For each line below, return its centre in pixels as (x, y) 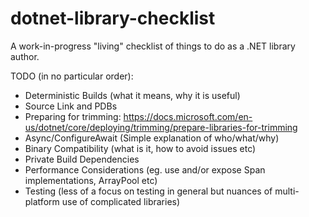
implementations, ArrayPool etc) (91, 180)
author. (25, 56)
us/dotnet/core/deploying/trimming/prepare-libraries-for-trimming (161, 127)
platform (42, 201)
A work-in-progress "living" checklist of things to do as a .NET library (153, 46)
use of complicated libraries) (121, 201)
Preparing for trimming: (73, 116)
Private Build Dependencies (82, 159)
